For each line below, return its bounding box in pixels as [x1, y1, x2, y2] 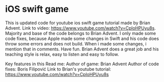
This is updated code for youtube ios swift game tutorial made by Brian [5, 20, 151, 26]
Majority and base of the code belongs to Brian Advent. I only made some [5, 30, 157, 36]
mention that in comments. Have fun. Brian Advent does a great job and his [5, 46, 159, 52]
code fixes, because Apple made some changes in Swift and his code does [5, 36, 159, 41]
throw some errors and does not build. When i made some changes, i [5, 41, 147, 46]
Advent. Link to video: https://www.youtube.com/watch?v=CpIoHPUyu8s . [5, 25, 156, 31]
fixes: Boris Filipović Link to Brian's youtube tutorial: [5, 66, 111, 72]
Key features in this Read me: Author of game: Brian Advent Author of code [5, 61, 159, 67]
